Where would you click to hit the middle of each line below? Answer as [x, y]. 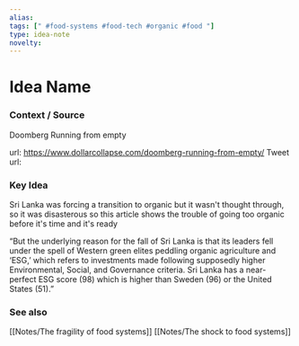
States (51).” [32, 289]
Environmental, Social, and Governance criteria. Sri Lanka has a [127, 270]
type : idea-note [40, 34]
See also [28, 312]
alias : [22, 18]
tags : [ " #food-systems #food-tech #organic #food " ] [112, 26]
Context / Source [47, 115]
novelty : [26, 43]
